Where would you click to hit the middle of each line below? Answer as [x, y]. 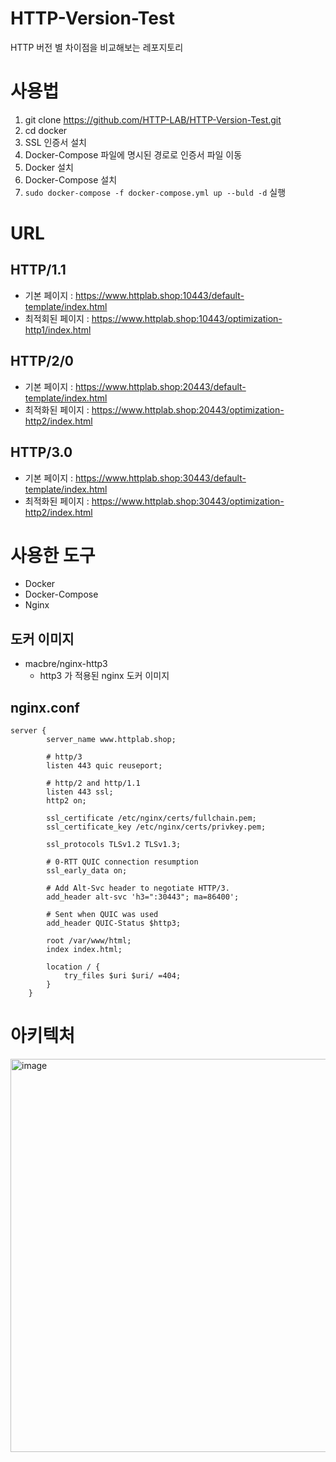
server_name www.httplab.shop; [111, 740]
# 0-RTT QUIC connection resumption [122, 862]
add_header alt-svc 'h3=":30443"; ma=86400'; [143, 897]
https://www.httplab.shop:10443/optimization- [187, 318]
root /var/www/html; [89, 941]
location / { [73, 967]
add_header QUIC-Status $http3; [114, 923]
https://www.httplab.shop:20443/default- [161, 386]
